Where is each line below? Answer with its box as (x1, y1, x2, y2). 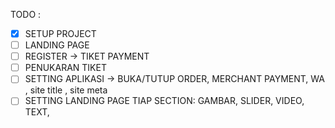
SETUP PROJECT (24, 28, 97, 39)
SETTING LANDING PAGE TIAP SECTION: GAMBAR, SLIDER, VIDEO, (24, 95, 305, 107)
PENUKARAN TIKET (24, 62, 107, 74)
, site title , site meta (24, 84, 108, 96)
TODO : (10, 9, 42, 20)
